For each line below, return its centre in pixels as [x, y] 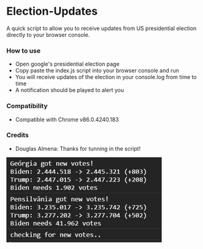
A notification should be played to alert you [70, 90]
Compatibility [27, 106]
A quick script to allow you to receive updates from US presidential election [101, 28]
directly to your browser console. [48, 34]
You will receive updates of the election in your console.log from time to [106, 77]
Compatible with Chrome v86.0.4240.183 [67, 119]
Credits [17, 135]
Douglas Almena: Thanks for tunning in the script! [78, 148]
